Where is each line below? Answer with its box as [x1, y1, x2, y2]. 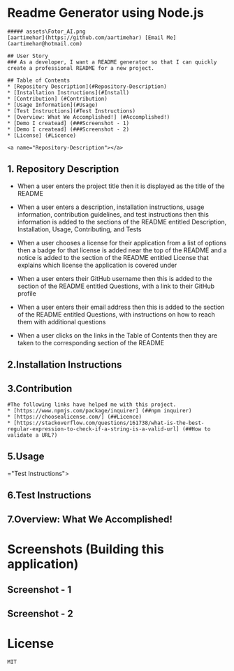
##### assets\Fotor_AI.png [7, 28, 86, 35]
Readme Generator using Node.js [7, 5, 204, 21]
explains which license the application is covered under [17, 261, 177, 269]
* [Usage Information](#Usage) [7, 101, 98, 108]
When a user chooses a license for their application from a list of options [17, 238, 227, 247]
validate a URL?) [7, 431, 58, 438]
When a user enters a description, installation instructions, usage [17, 203, 205, 211]
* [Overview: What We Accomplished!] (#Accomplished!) [7, 113, 170, 120]
